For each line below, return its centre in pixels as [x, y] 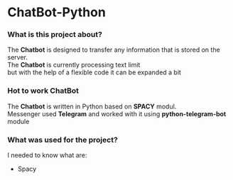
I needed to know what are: [47, 155]
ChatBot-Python [57, 12]
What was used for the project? [63, 140]
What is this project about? [55, 35]
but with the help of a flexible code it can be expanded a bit [94, 72]
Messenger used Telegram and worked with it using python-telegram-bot [117, 113]
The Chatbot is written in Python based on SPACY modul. [92, 106]
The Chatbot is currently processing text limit [74, 65]
